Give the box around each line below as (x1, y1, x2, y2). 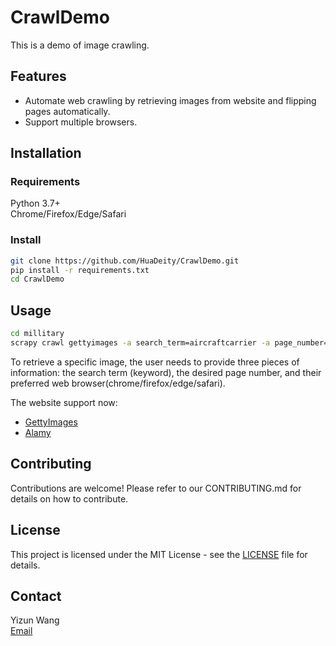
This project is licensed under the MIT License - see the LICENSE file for (10, 548, 308, 560)
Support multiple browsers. (24, 116, 138, 128)
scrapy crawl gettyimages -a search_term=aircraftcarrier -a (10, 338, 271, 348)
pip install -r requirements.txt (10, 265, 150, 275)
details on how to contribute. (10, 492, 129, 505)
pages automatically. (24, 105, 111, 117)
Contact (10, 587, 62, 605)
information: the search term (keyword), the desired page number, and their (10, 366, 322, 378)
